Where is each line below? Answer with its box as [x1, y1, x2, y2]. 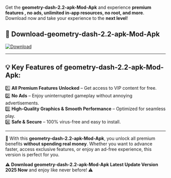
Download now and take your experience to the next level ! [5, 15, 128, 21]
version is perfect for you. [5, 151, 60, 158]
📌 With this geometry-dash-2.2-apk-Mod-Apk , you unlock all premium [5, 135, 156, 141]
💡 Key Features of [5, 63, 63, 72]
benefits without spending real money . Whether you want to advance [5, 140, 153, 147]
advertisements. [5, 99, 39, 106]
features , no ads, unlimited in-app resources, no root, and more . [5, 10, 145, 16]
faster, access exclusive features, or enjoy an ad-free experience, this [5, 146, 152, 152]
